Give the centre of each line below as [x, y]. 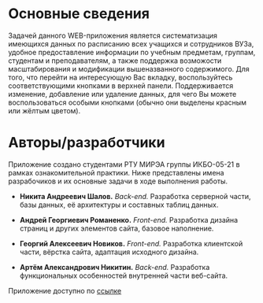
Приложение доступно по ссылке [65, 290]
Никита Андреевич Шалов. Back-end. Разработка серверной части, [135, 196]
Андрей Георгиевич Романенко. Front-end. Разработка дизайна [129, 220]
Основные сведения [79, 14]
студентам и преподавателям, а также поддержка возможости [115, 61]
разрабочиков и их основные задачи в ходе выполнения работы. [118, 181]
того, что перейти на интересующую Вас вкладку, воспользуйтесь [120, 77]
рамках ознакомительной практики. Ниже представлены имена [116, 172]
